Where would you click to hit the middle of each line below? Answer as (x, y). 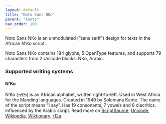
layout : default (22, 10)
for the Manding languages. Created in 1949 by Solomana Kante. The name (83, 100)
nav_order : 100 (21, 24)
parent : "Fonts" (22, 19)
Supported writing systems (39, 72)
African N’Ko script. (26, 44)
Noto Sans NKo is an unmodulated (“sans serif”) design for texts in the (78, 38)
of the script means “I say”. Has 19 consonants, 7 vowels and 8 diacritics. (81, 105)
